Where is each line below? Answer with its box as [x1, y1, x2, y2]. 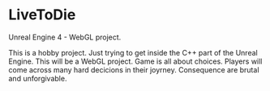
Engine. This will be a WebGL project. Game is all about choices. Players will [8, 56, 263, 66]
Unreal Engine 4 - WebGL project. [8, 32, 122, 42]
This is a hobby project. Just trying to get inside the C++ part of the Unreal [8, 48, 258, 57]
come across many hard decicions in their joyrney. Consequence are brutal [8, 64, 259, 74]
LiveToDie [8, 6, 76, 24]
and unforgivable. [8, 73, 67, 83]
